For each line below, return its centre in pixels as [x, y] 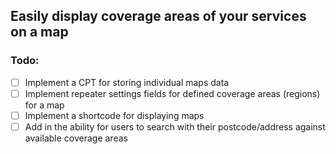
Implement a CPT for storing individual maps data [127, 82]
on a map [39, 32]
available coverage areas [76, 138]
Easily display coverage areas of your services [158, 16]
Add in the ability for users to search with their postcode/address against [175, 126]
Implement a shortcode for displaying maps [114, 115]
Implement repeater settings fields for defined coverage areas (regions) [172, 93]
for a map [44, 105]
